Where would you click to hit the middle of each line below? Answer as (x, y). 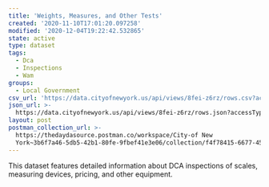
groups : (21, 83)
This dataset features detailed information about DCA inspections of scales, (133, 165)
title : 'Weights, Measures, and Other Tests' (85, 16)
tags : (17, 53)
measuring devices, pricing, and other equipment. (91, 174)
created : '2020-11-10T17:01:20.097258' (75, 23)
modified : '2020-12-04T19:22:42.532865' (77, 30)
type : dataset (32, 46)
